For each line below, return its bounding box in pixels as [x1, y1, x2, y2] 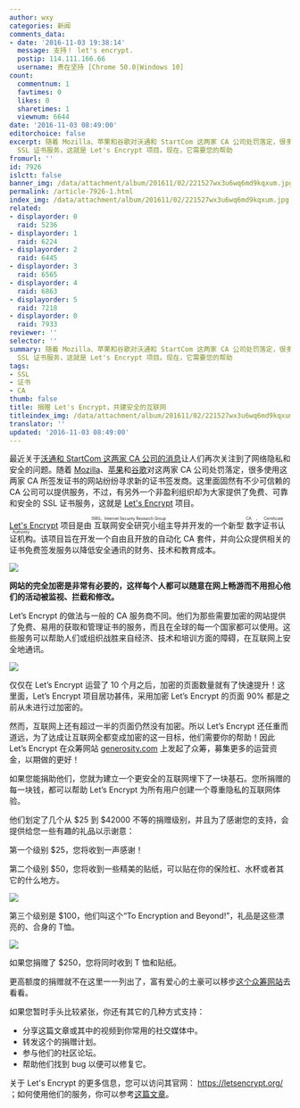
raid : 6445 [17, 253, 58, 263]
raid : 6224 [17, 237, 58, 246]
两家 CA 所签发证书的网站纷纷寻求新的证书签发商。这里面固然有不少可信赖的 [9, 475, 291, 486]
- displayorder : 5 [9, 295, 78, 304]
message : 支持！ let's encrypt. [17, 46, 134, 55]
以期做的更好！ [24, 755, 80, 765]
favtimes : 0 [17, 87, 62, 96]
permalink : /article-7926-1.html [9, 187, 134, 196]
